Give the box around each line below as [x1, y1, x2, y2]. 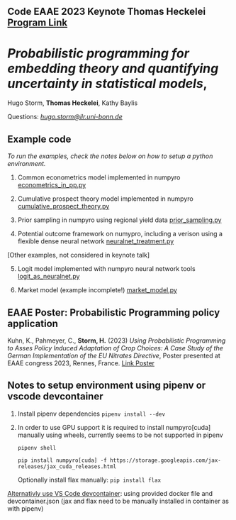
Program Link [7, 17, 68, 29]
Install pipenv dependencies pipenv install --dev [17, 409, 165, 418]
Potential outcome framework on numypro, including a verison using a [17, 230, 223, 238]
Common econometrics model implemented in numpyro [17, 173, 181, 182]
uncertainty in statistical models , [7, 75, 208, 92]
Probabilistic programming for [7, 45, 190, 61]
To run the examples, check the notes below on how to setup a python [7, 152, 213, 160]
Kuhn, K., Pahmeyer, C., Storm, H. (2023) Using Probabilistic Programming [7, 336, 226, 345]
